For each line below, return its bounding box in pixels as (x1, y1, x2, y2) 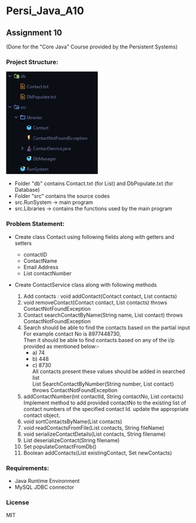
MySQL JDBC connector (14, 483, 75, 491)
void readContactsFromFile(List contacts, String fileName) (23, 424, 165, 431)
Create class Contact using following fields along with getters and (14, 233, 175, 240)
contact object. (23, 412, 61, 419)
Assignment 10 (6, 28, 62, 38)
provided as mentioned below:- (23, 343, 100, 350)
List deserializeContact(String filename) (23, 436, 120, 443)
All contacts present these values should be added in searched (32, 367, 185, 375)
